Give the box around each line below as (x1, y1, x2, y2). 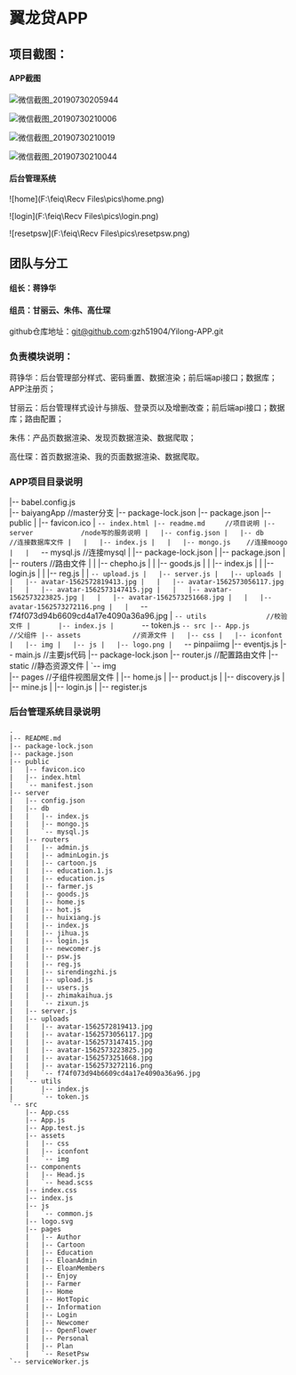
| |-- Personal (25, 1334, 90, 1343)
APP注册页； (9, 384, 56, 395)
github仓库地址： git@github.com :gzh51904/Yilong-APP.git (9, 326, 224, 337)
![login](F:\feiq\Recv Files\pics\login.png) (9, 210, 159, 221)
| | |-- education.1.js (9, 866, 114, 875)
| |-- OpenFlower (25, 1326, 98, 1336)
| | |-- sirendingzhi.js (9, 968, 117, 977)
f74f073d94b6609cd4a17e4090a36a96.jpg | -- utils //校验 (9, 610, 288, 621)
